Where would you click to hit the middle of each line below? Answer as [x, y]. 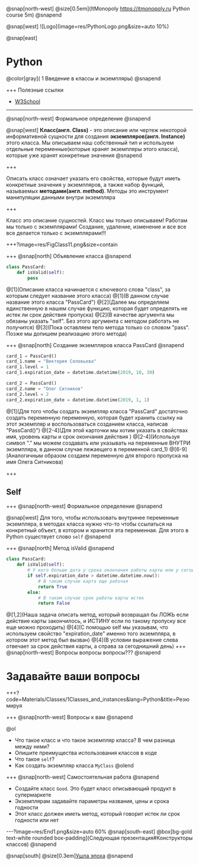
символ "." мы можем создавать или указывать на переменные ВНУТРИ [98, 443]
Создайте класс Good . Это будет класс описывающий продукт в [95, 789]
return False [54, 603]
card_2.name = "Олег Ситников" [45, 389]
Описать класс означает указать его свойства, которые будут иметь [93, 178]
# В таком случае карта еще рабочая [83, 581]
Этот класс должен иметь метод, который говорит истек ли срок [97, 814]
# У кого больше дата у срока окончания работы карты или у [103, 570]
